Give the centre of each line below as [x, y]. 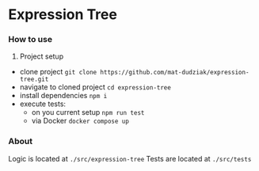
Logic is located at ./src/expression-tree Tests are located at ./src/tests [130, 158]
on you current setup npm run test [88, 112]
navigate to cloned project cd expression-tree [95, 87]
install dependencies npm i [63, 96]
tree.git [34, 80]
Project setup [42, 56]
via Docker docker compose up [80, 121]
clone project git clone [58, 72]
